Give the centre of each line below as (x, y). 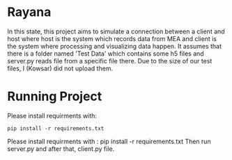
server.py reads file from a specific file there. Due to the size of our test (110, 61)
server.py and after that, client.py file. (61, 149)
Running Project (55, 96)
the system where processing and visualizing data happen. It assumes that (114, 46)
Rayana (29, 12)
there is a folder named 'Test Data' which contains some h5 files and (106, 54)
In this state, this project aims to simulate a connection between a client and (116, 31)
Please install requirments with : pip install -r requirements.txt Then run (109, 141)
